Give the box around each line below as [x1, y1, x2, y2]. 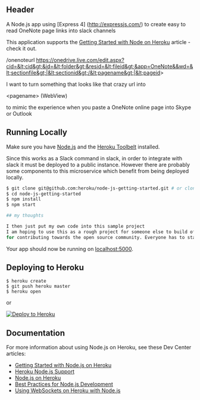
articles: [6, 350, 26, 357]
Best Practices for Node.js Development [14, 381, 113, 388]
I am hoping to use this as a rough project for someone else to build [6, 229, 187, 235]
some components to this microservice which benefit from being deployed [6, 167, 189, 175]
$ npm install [6, 196, 42, 202]
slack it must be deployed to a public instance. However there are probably [6, 161, 190, 168]
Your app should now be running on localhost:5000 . [6, 245, 134, 252]
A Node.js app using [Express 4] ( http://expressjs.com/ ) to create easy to [6, 20, 186, 27]
